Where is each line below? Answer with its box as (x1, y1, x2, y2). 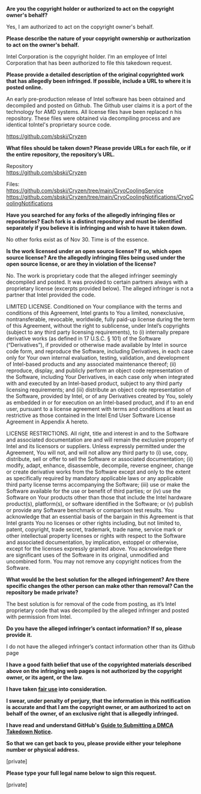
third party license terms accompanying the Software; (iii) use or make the (6, 481, 190, 488)
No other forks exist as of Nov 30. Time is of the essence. (6, 236, 149, 243)
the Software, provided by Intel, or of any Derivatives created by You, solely (6, 393, 193, 399)
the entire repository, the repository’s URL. (6, 151, 115, 158)
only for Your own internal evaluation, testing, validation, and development (6, 354, 190, 361)
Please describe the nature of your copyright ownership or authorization (6, 35, 191, 42)
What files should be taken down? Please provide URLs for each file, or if (6, 145, 191, 151)
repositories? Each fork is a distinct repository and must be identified (6, 218, 182, 225)
